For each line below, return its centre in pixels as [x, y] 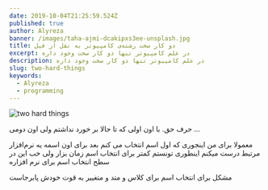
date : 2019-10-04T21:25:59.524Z [63, 16]
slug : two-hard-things [47, 68]
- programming [40, 91]
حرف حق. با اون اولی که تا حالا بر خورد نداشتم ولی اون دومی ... [105, 129]
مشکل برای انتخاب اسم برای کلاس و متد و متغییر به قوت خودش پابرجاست [121, 177]
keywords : [26, 76]
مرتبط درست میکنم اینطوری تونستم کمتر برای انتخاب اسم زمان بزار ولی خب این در [135, 153]
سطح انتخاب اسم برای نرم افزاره [59, 162]
